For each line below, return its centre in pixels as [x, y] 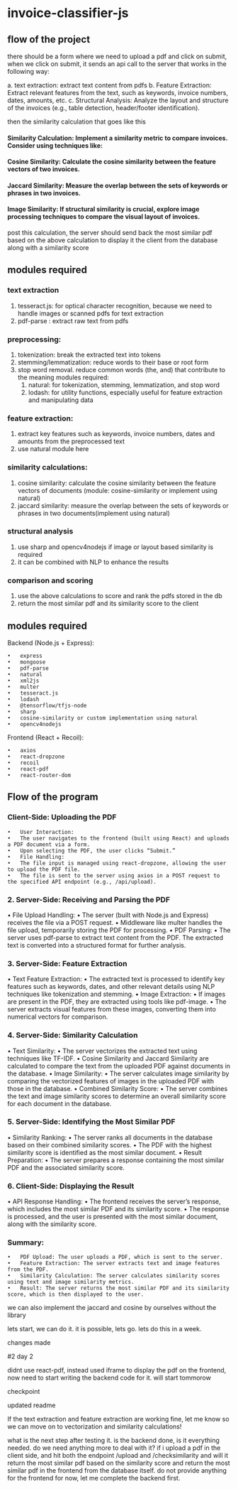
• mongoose [27, 662]
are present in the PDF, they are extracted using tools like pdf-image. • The [117, 1002]
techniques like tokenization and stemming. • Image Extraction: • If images [117, 994]
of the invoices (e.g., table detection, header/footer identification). [104, 108]
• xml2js [23, 681]
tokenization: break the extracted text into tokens [89, 354]
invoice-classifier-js [68, 13]
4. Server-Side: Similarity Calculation [73, 1035]
